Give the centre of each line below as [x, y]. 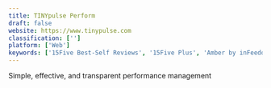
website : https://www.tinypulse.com [70, 30]
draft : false [30, 23]
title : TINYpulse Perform [52, 16]
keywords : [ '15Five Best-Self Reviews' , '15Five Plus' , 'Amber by [122, 53]
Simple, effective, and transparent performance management [110, 76]
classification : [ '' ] [45, 38]
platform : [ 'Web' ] [39, 46]
